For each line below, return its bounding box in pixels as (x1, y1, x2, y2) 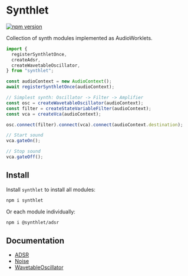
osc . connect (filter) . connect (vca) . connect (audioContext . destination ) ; (6, 121, 183, 127)
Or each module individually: (6, 208, 75, 215)
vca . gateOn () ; (6, 138, 41, 144)
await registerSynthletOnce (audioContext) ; (6, 84, 115, 90)
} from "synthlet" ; (6, 68, 54, 74)
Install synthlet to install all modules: (6, 186, 95, 193)
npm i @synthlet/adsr (6, 219, 60, 225)
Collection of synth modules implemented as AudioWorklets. (6, 34, 153, 41)
